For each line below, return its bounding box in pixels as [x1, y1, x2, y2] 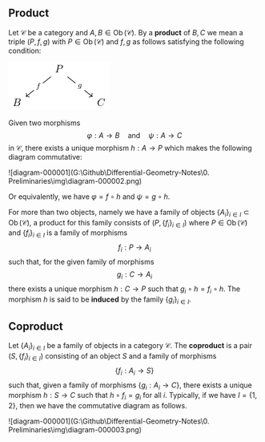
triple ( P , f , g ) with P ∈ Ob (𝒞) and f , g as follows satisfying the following [8, 36, 244, 47]
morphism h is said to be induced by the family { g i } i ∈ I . [8, 294, 192, 306]
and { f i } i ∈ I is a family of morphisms [8, 228, 128, 240]
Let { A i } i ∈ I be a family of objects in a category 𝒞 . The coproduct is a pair [8, 341, 253, 352]
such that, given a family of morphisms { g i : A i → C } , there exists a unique [8, 380, 252, 391]
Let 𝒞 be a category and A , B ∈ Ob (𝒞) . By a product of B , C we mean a [8, 27, 243, 37]
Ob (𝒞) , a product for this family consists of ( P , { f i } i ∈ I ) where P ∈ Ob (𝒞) [8, 217, 248, 229]
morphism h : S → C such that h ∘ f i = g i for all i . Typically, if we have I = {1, [8, 391, 258, 402]
